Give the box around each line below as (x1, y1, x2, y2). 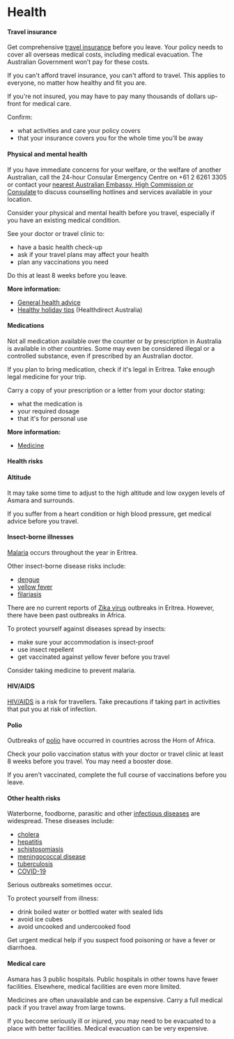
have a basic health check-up (17, 243, 103, 251)
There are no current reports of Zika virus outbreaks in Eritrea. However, (7, 603, 214, 612)
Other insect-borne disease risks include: (7, 562, 127, 570)
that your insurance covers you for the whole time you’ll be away (17, 134, 203, 143)
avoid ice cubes (17, 915, 63, 923)
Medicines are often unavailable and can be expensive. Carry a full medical (7, 996, 223, 1004)
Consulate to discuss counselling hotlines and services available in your (7, 187, 212, 196)
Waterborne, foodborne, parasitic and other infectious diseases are (7, 809, 201, 818)
